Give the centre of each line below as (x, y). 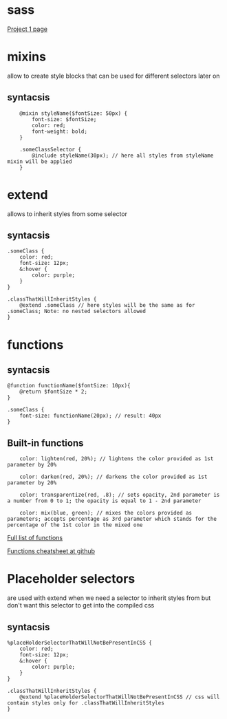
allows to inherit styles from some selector (67, 214)
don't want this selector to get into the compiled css (81, 605)
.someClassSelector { (50, 149)
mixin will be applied (40, 161)
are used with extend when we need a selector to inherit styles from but (109, 598)
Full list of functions (35, 538)
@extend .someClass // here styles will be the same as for (107, 305)
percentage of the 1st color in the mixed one (75, 525)
